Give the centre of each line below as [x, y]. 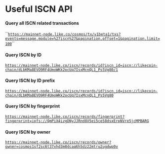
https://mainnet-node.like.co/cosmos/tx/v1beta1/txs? [64, 35]
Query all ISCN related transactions [42, 23]
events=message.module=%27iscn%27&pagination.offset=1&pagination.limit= [83, 39]
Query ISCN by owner [28, 132]
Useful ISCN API [39, 9]
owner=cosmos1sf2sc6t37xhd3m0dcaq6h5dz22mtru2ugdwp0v [62, 147]
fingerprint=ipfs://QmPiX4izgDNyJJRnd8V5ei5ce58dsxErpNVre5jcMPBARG [77, 121]
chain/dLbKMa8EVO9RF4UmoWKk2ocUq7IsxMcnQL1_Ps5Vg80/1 [62, 70]
